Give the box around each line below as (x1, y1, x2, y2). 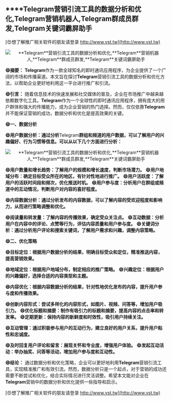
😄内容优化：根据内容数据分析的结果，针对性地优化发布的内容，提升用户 (5, 283, 158, 289)
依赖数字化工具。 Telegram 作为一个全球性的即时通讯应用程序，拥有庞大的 (5, 97, 160, 103)
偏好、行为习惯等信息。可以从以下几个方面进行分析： (9, 138, 122, 144)
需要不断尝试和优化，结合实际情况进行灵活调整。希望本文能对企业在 (5, 372, 149, 378)
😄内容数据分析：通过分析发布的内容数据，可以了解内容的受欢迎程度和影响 (5, 197, 163, 203)
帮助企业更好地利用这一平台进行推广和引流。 (18, 80, 113, 86)
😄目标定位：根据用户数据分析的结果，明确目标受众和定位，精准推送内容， (5, 249, 163, 255)
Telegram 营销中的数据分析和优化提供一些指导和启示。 (5, 378, 120, 385)
